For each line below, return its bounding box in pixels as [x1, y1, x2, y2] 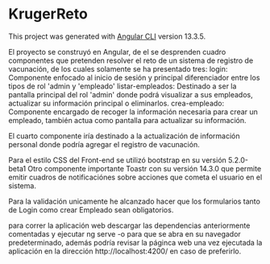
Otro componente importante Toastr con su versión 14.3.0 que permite [27, 163, 262, 173]
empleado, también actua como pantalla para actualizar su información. [8, 115, 247, 125]
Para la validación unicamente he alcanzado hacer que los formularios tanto [8, 196, 260, 206]
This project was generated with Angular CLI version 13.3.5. [8, 31, 206, 41]
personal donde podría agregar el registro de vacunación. [8, 139, 200, 149]
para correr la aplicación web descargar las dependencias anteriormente [8, 221, 251, 230]
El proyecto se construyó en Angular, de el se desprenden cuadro [8, 47, 226, 56]
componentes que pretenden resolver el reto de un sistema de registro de [8, 56, 254, 65]
